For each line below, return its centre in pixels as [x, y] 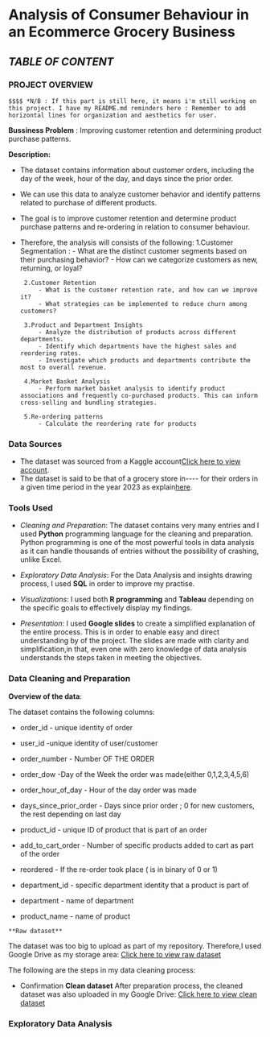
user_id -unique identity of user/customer [89, 743]
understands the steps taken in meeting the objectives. [111, 658]
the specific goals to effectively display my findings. [106, 608]
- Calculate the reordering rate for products [117, 423]
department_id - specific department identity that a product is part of [134, 885]
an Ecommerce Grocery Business [122, 32]
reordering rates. [51, 353]
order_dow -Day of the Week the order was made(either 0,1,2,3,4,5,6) [135, 774]
